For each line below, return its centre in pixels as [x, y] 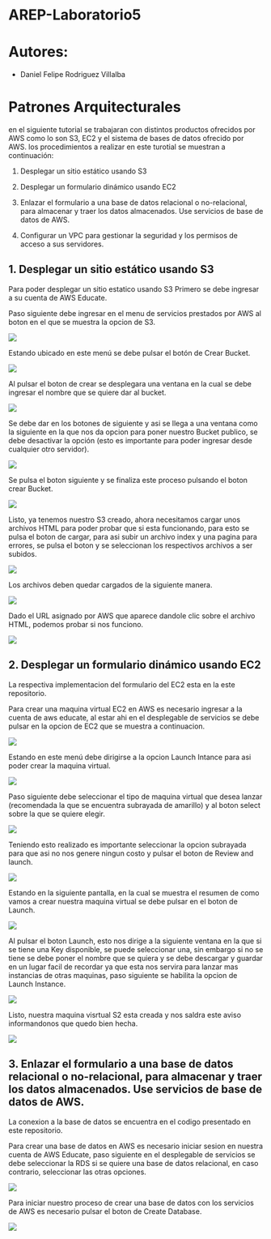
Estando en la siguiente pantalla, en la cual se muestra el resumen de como [134, 892]
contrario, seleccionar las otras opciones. [78, 1172]
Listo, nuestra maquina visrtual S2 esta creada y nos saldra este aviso [125, 1015]
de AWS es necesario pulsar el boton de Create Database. [105, 1211]
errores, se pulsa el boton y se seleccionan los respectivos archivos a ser [131, 545]
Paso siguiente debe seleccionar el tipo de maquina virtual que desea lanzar [135, 797]
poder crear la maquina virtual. [59, 765]
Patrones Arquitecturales [95, 107]
